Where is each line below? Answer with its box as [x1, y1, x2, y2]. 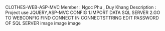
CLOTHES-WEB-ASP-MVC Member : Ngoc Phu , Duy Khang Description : [5, 4, 156, 10]
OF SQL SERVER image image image [5, 20, 81, 26]
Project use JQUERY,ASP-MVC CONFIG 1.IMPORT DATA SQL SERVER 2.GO [5, 9, 160, 15]
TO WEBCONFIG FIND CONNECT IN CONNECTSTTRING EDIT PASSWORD [5, 15, 159, 20]
